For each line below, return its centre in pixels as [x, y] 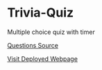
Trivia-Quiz [41, 13]
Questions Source [33, 45]
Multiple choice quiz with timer [51, 32]
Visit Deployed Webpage [43, 59]
